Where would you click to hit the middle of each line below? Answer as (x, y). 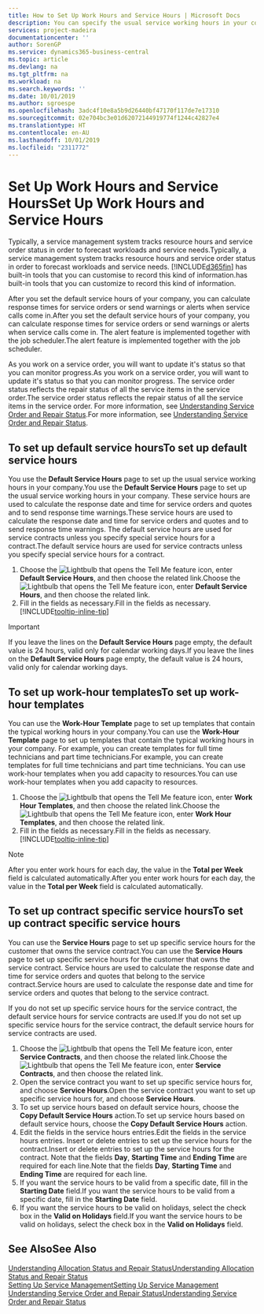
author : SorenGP (35, 45)
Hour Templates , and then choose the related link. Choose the (119, 806)
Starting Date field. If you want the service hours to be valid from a (127, 1190)
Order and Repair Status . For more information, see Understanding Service (128, 415)
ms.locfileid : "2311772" (49, 147)
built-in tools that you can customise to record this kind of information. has (128, 275)
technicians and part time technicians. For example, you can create (116, 757)
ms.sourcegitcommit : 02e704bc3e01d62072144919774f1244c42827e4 (114, 118)
